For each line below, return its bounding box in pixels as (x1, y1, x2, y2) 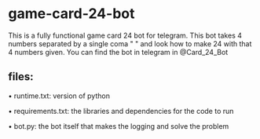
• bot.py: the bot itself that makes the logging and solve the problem (8, 121, 229, 130)
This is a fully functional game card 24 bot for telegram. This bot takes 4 (8, 31, 242, 40)
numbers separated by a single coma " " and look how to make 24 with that (8, 38, 252, 48)
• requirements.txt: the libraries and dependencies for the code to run (8, 106, 234, 115)
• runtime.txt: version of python (8, 91, 110, 101)
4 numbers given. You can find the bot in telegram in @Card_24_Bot (8, 47, 229, 57)
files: (8, 70, 34, 83)
